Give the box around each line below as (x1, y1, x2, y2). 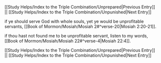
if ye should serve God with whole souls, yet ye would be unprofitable (4, 19, 144, 24)
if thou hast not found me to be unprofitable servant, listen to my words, (4, 33, 148, 38)
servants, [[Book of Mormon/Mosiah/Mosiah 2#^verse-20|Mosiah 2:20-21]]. (4, 24, 157, 29)
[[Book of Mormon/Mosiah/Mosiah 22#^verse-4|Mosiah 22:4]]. (4, 38, 131, 44)
